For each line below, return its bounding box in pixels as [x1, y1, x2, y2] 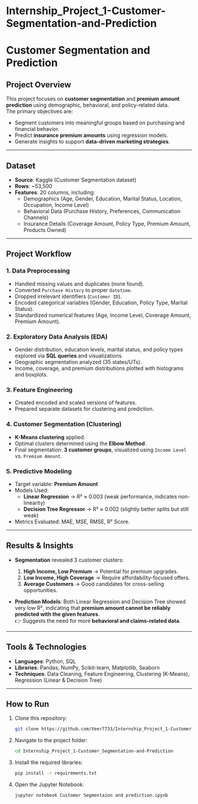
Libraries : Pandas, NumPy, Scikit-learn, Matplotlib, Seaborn [14, 664, 160, 671]
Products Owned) [23, 227, 67, 234]
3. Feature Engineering [6, 385, 72, 393]
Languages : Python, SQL [14, 658, 77, 665]
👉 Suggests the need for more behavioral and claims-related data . [14, 617, 181, 624]
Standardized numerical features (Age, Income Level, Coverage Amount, [14, 311, 192, 319]
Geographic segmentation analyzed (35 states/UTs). [14, 358, 143, 365]
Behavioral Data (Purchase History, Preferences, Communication [23, 208, 181, 215]
